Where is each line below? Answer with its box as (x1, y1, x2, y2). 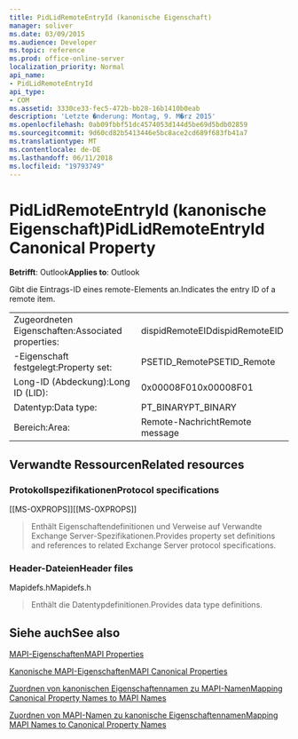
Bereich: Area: (13, 421, 71, 433)
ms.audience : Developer (9, 37, 98, 47)
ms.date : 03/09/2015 (9, 29, 86, 38)
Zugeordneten (13, 314, 74, 326)
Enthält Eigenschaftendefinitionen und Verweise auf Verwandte (30, 521, 263, 531)
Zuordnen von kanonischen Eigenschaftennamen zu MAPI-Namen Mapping (9, 683, 283, 694)
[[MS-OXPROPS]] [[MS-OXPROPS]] (9, 504, 137, 514)
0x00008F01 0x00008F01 (140, 381, 255, 393)
